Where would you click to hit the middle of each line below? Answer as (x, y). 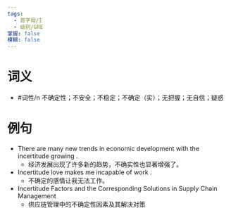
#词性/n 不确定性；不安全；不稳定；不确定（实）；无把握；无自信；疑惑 (120, 98)
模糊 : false (24, 40)
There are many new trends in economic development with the (108, 149)
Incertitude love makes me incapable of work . (85, 172)
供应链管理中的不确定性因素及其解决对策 (87, 204)
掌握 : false (24, 33)
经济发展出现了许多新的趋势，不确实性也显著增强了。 (105, 164)
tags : (15, 14)
